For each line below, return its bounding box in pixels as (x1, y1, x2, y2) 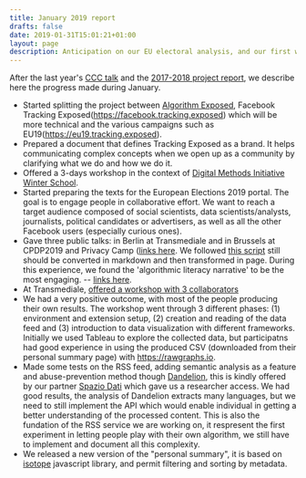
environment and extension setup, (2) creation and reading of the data (22, 313, 287, 324)
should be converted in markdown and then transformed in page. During (22, 255, 295, 265)
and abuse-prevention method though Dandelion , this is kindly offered (22, 371, 287, 382)
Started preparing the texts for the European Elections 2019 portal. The (22, 187, 290, 198)
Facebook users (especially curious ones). (22, 225, 182, 237)
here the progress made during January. (9, 82, 161, 93)
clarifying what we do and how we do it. (22, 158, 173, 169)
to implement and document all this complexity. (22, 439, 200, 450)
